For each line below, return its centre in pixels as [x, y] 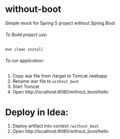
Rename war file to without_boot [46, 81]
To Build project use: [26, 34]
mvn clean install [24, 49]
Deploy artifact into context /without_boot [55, 126]
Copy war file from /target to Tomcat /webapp [60, 76]
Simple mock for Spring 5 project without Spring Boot [60, 23]
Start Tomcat [26, 86]
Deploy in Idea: [37, 112]
